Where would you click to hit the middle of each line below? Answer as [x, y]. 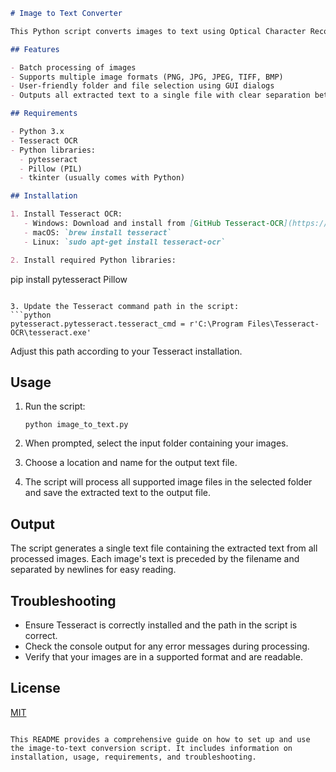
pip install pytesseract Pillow [69, 279]
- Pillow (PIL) [51, 169]
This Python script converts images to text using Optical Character [158, 31]
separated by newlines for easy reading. [93, 570]
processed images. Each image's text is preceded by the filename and [155, 559]
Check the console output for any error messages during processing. [167, 646]
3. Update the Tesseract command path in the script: [125, 306]
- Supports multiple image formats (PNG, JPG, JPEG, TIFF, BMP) [147, 77]
